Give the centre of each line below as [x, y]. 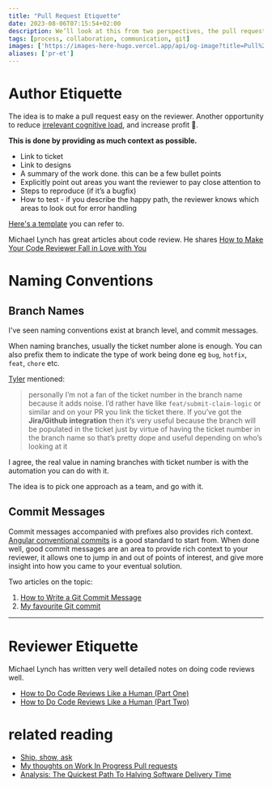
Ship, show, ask [46, 757]
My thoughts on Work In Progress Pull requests [99, 765]
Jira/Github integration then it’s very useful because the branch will [142, 420]
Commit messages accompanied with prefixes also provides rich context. [131, 531]
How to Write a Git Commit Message [81, 597]
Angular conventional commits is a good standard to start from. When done [134, 540]
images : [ [25, 46]
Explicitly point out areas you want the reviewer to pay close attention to [140, 182]
